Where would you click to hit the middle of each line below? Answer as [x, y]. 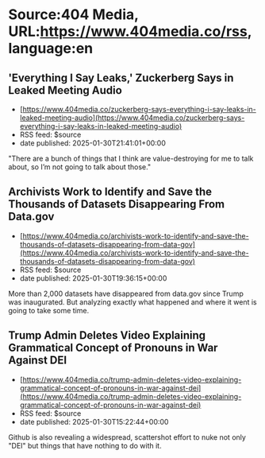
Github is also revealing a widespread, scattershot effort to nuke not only [127, 437]
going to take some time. [49, 310]
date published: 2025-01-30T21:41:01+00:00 [93, 143]
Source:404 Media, [73, 15]
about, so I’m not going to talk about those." [80, 167]
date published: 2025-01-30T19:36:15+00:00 [93, 278]
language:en [51, 49]
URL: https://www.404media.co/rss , [130, 31]
